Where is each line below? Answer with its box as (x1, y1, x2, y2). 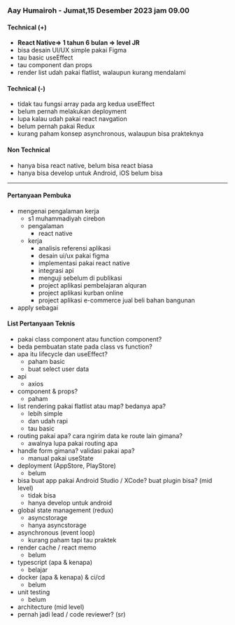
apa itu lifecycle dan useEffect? (17, 349, 108, 358)
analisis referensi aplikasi (38, 244, 111, 252)
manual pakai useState (27, 454, 94, 462)
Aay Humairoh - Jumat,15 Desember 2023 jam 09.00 (7, 6, 190, 15)
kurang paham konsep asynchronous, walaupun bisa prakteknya (17, 129, 204, 138)
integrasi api (38, 266, 74, 274)
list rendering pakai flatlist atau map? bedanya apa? (17, 402, 166, 410)
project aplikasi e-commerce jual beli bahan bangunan (38, 296, 196, 304)
